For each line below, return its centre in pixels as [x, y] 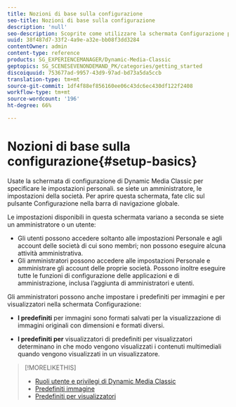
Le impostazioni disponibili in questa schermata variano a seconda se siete [116, 217]
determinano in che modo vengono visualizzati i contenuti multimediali [119, 346]
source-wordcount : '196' [44, 99]
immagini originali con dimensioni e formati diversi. [91, 325]
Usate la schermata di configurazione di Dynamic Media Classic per [105, 181]
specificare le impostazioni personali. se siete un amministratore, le [105, 188]
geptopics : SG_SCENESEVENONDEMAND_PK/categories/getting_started [105, 66]
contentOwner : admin [38, 46]
